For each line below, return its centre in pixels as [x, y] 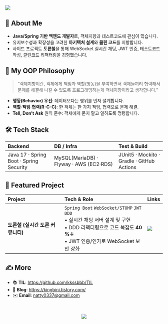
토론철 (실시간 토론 [28, 225]
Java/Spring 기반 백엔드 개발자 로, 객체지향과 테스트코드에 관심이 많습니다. [85, 36]
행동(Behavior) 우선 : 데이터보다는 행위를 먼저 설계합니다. [68, 100]
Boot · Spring [23, 161]
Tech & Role [79, 199]
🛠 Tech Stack [27, 130]
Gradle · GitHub [136, 161]
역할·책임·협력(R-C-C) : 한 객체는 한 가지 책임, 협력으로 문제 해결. [75, 107]
